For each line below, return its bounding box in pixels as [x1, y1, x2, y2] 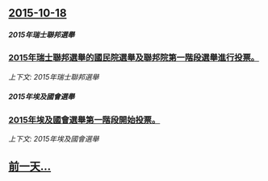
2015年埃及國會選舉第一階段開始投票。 [8, 114, 161, 125]
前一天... [8, 160, 52, 174]
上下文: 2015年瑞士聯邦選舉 [8, 72, 99, 81]
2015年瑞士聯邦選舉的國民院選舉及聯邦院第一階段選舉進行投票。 [8, 52, 260, 64]
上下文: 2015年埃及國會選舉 [8, 134, 99, 144]
